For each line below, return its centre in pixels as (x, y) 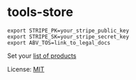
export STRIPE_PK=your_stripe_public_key (68, 31)
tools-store (40, 12)
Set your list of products (42, 56)
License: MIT (26, 69)
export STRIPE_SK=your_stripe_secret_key (68, 37)
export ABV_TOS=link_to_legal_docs (59, 42)
